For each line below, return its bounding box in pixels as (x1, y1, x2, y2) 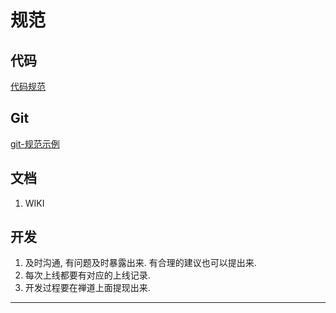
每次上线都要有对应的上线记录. (24, 269, 151, 281)
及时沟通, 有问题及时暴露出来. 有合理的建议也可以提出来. (24, 257, 257, 269)
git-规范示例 (10, 137, 60, 150)
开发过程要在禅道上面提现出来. (24, 282, 151, 294)
